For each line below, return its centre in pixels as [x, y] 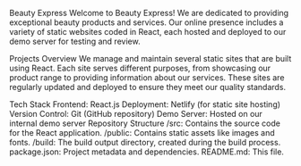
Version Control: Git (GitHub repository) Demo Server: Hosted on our [136, 114]
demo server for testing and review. [75, 41]
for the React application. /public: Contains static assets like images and [142, 133]
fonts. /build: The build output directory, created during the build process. [145, 142]
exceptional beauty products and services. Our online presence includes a [146, 22]
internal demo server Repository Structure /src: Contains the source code [145, 123]
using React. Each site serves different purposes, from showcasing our [140, 68]
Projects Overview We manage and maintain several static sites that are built [150, 58]
